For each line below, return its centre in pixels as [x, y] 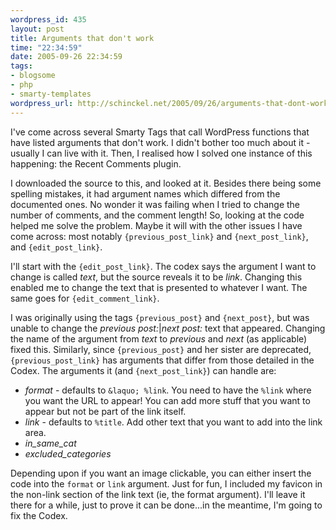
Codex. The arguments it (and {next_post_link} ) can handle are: [143, 370]
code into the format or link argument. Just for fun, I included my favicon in [166, 483]
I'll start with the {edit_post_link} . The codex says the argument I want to [163, 266]
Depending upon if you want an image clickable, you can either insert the [161, 473]
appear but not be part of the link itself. [105, 411]
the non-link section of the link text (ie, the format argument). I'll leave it [158, 494]
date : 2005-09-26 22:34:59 [66, 57]
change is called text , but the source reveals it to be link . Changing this [156, 277]
